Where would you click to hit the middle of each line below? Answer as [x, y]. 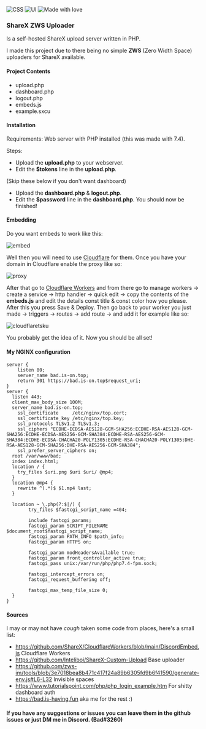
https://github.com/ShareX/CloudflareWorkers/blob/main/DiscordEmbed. [107, 647]
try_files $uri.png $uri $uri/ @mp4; [66, 472]
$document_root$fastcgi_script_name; [55, 531]
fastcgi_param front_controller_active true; [88, 558]
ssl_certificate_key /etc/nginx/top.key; [71, 419]
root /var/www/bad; [37, 456]
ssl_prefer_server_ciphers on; [57, 451]
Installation [21, 125]
